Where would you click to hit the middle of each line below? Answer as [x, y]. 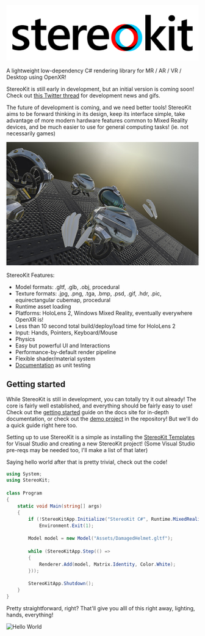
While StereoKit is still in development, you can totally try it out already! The [101, 399]
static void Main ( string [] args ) [60, 506]
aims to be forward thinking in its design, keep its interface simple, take [96, 114]
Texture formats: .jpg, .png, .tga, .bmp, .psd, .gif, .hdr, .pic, [88, 293]
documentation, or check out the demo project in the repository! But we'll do [102, 418]
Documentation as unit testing [53, 365]
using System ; [24, 474]
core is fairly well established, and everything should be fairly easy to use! [99, 406]
